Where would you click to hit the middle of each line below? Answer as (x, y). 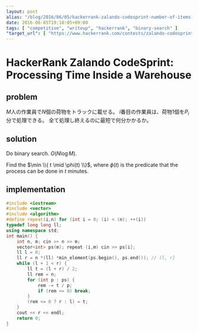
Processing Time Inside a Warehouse (99, 75)
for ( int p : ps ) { (51, 280)
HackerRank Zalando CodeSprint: (90, 63)
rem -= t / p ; (55, 285)
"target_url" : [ (26, 34)
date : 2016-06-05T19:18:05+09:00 (47, 22)
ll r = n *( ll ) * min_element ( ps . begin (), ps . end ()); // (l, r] (96, 258)
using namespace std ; (33, 231)
